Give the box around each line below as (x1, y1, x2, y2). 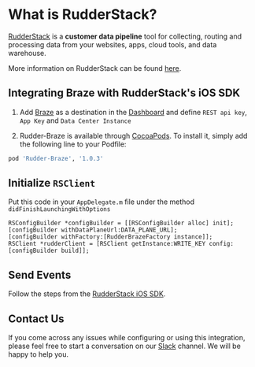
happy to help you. (8, 350, 69, 359)
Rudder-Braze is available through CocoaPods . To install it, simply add (19, 131, 248, 140)
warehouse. (8, 48, 47, 57)
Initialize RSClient (8, 176, 96, 190)
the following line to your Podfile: (19, 139, 127, 149)
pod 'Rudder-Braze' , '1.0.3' (8, 154, 104, 162)
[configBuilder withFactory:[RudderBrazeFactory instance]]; (8, 233, 213, 241)
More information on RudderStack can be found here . (8, 63, 182, 72)
